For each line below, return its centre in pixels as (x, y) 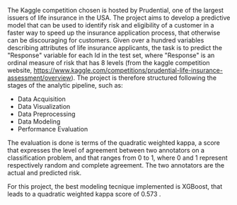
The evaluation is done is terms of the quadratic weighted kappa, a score (114, 143)
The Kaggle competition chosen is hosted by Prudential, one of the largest (116, 10)
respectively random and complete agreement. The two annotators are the (116, 165)
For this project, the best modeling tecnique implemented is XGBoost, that (115, 186)
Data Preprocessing (46, 114)
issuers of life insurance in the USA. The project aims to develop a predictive (119, 18)
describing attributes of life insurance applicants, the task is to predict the (115, 48)
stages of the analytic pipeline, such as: (65, 85)
